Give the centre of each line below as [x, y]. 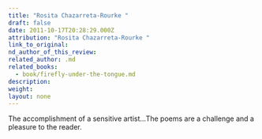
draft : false [30, 23]
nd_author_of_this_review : [52, 52]
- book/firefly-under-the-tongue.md [75, 74]
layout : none [30, 96]
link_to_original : [38, 45]
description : [30, 81]
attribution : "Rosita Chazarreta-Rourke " [79, 38]
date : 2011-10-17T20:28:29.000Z [61, 30]
